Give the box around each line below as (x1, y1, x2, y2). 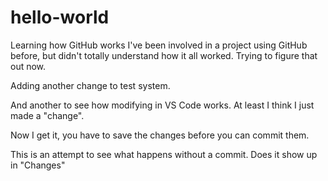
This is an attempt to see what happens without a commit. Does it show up (10, 148, 318, 160)
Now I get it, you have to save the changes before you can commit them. (10, 129, 310, 141)
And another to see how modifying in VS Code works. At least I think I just (10, 99, 315, 111)
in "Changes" (10, 159, 66, 171)
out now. (10, 60, 47, 72)
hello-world (10, 6, 110, 29)
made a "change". (10, 109, 85, 121)
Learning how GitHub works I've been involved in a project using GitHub (10, 39, 308, 51)
